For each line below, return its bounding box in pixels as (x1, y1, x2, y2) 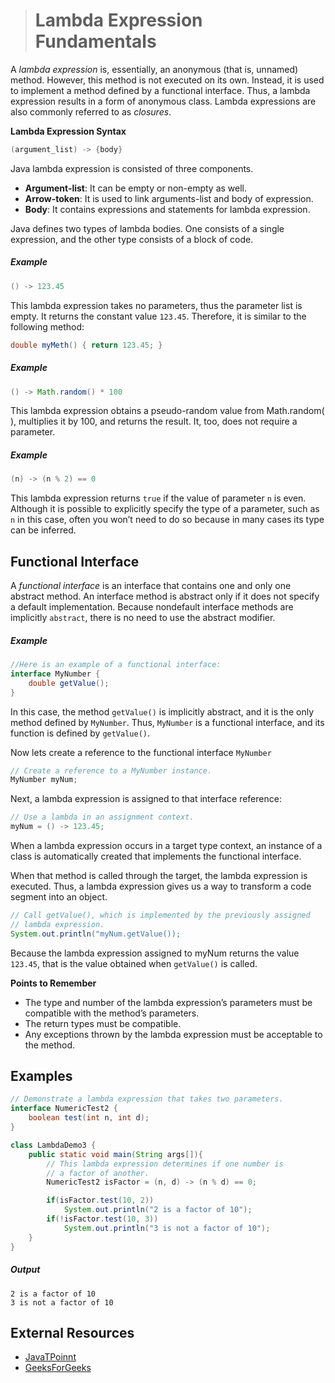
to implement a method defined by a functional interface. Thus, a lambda (10, 84, 311, 96)
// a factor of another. (46, 1168, 150, 1178)
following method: (10, 320, 85, 333)
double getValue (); (28, 678, 110, 688)
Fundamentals (34, 30, 157, 53)
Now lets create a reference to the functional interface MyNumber (10, 746, 272, 758)
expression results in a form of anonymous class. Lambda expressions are (10, 95, 317, 107)
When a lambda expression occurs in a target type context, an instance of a (10, 840, 323, 851)
